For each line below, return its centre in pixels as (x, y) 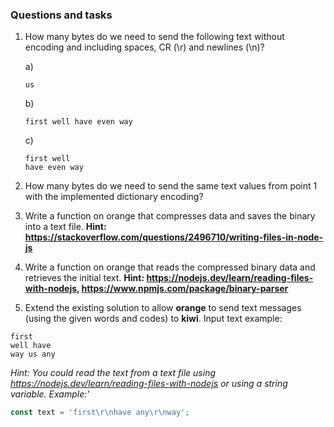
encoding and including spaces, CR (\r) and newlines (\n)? (144, 47)
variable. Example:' (50, 394)
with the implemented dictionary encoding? (114, 197)
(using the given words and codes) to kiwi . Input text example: (153, 319)
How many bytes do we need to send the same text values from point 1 (171, 186)
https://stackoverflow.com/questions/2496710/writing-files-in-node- (174, 237)
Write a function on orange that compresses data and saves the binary (170, 216)
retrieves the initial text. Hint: (84, 278)
